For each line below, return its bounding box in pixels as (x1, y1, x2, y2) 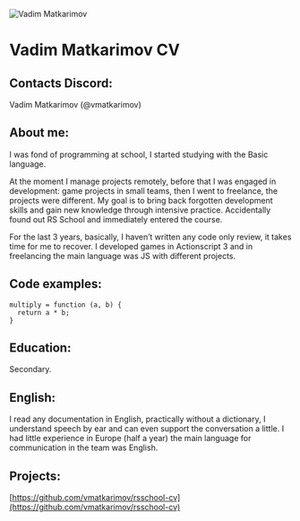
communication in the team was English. (9, 442, 159, 453)
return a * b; (17, 308, 70, 317)
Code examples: (9, 276, 102, 291)
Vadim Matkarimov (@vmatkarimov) (9, 100, 141, 109)
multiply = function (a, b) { (9, 300, 123, 309)
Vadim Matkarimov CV (9, 40, 181, 60)
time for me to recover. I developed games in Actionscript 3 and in (9, 240, 253, 251)
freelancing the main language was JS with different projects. (9, 250, 236, 261)
